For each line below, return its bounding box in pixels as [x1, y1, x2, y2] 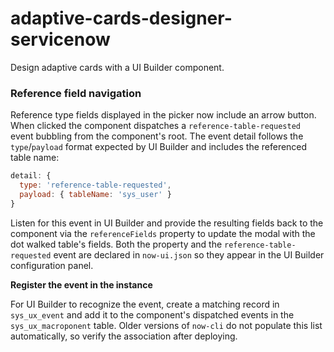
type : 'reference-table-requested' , [19, 180, 172, 191]
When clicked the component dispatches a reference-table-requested [10, 120, 301, 132]
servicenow [10, 28, 111, 51]
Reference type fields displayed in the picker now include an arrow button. [10, 109, 317, 121]
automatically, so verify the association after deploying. [10, 330, 238, 342]
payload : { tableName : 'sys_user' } [19, 189, 172, 199]
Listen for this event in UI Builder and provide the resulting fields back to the [10, 217, 324, 229]
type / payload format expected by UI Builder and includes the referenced [10, 141, 308, 153]
